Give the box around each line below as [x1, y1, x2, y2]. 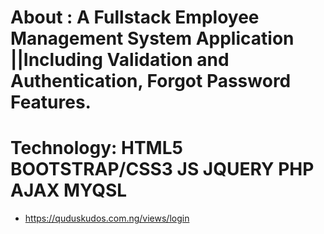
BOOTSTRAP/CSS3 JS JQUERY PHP [10, 158, 315, 181]
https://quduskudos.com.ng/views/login [24, 212, 190, 225]
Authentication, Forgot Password [10, 70, 292, 93]
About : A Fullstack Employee [10, 6, 260, 29]
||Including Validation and [10, 49, 230, 71]
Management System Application [10, 27, 295, 50]
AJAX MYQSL [10, 179, 128, 202]
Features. [10, 91, 92, 114]
